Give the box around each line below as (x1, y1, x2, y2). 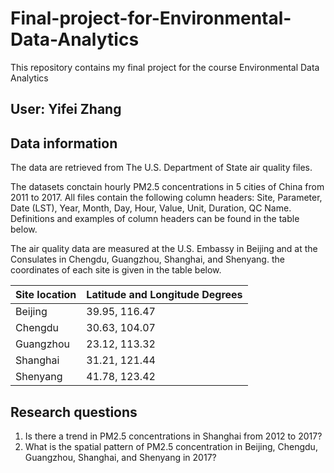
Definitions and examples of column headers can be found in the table (10, 213, 300, 225)
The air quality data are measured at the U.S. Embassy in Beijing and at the (10, 243, 318, 255)
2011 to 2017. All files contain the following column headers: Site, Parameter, (10, 192, 323, 204)
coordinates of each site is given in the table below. (10, 264, 222, 276)
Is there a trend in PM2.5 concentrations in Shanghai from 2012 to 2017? (24, 430, 323, 442)
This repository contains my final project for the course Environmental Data (10, 61, 320, 73)
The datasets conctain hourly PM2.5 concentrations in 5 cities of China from (10, 181, 325, 193)
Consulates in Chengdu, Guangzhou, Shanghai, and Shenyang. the (10, 253, 285, 266)
